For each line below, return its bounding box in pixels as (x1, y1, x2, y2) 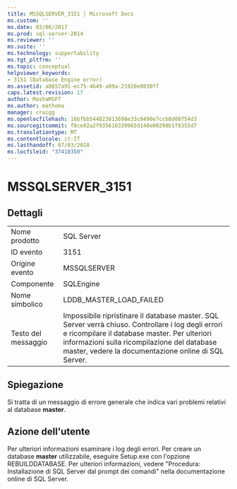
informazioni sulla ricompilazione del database (63, 337, 217, 347)
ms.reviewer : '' (7, 37, 55, 44)
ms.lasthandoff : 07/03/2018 (7, 142, 90, 149)
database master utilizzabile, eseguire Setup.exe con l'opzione (7, 452, 190, 460)
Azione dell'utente (7, 425, 90, 438)
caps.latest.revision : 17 (7, 89, 83, 96)
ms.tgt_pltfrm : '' (7, 57, 61, 64)
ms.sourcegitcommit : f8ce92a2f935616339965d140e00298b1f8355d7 (7, 122, 197, 129)
